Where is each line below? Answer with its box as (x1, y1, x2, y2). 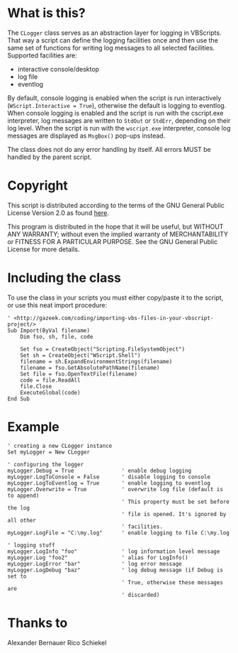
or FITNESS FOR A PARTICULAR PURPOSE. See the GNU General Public (7, 237, 218, 246)
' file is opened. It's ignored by (121, 510, 227, 517)
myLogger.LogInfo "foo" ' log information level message (7, 548, 220, 555)
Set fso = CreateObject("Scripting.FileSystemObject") (20, 346, 186, 353)
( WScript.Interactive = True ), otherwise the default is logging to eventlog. (7, 101, 227, 109)
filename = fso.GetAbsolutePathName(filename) (20, 364, 160, 371)
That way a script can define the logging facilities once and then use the (7, 35, 218, 44)
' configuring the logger (7, 461, 84, 468)
